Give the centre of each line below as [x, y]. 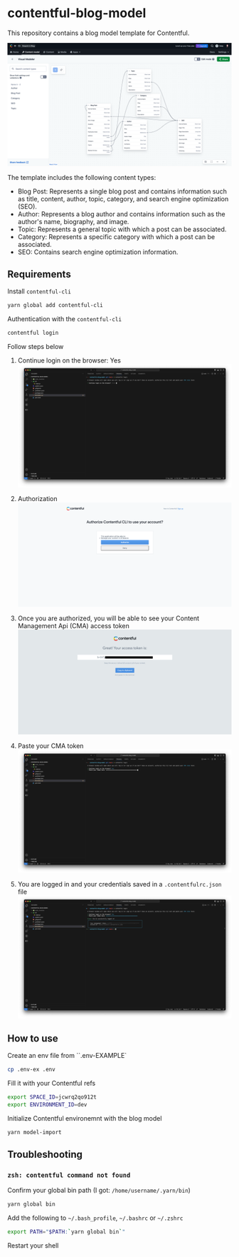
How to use [33, 1038]
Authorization [38, 498]
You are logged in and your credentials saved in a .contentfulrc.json [119, 884]
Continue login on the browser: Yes [69, 360]
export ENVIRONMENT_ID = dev [47, 1104]
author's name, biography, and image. [73, 221]
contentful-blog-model [77, 13]
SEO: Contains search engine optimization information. [98, 252]
